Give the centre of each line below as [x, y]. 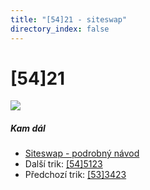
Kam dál [28, 128]
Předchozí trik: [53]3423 [75, 175]
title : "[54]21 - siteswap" [69, 19]
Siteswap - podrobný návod [82, 153]
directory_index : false [60, 29]
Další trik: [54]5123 [63, 164]
